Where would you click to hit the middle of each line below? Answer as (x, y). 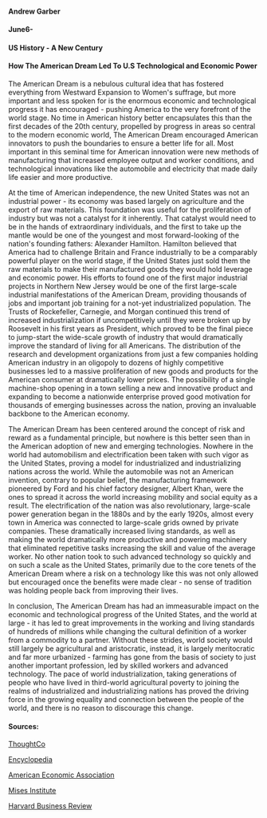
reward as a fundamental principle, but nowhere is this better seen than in (130, 437)
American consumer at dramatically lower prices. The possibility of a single (132, 379)
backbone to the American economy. (69, 413)
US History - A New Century (56, 47)
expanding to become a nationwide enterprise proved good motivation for (130, 397)
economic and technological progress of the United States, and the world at (133, 614)
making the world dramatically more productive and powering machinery (128, 539)
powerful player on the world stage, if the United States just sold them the (130, 261)
